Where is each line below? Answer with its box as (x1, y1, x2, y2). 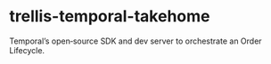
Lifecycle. (9, 44, 45, 55)
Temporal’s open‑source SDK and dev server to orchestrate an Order (9, 36, 262, 46)
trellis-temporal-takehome (9, 6, 210, 27)
